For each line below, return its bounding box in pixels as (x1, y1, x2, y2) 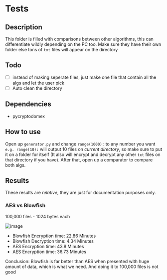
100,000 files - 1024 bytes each (5, 213, 70, 219)
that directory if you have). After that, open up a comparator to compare (5, 156, 153, 162)
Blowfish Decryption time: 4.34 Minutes (12, 238, 94, 244)
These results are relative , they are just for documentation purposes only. (5, 190, 156, 196)
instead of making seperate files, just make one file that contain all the (12, 74, 157, 80)
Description (5, 23, 42, 31)
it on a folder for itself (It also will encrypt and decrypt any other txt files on (5, 151, 161, 157)
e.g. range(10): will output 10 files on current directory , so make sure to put (5, 146, 163, 152)
